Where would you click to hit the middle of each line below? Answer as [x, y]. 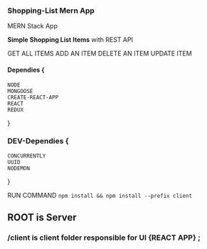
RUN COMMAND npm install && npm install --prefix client [100, 195]
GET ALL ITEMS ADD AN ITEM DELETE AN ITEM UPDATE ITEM [100, 54]
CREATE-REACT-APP [33, 97]
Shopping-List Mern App [51, 11]
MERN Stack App [33, 26]
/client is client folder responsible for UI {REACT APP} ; [104, 238]
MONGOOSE [20, 91]
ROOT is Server [42, 217]
